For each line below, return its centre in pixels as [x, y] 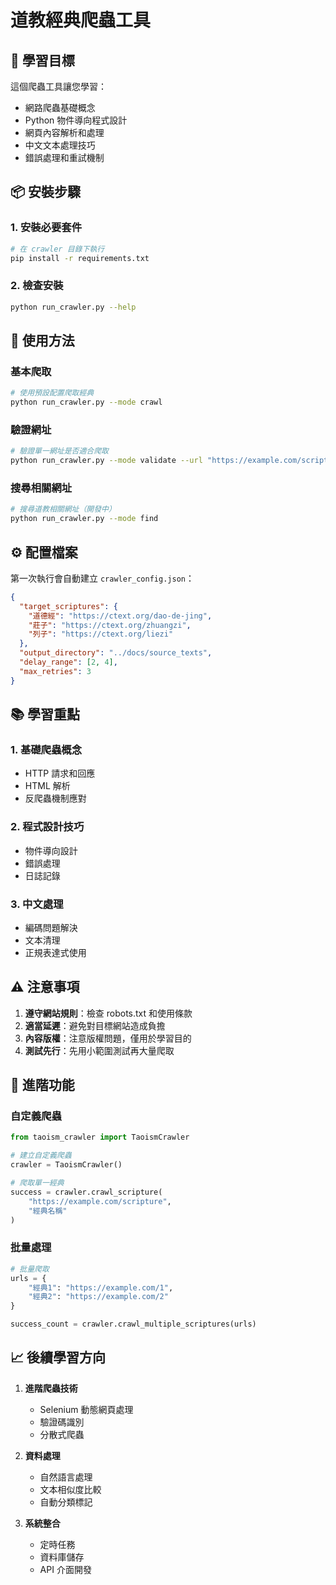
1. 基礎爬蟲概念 [46, 750]
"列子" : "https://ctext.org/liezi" [101, 634]
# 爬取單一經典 [37, 1183]
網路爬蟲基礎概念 [60, 107]
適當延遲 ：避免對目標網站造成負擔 [95, 1025]
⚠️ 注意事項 [45, 987]
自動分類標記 [66, 1502]
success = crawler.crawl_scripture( [86, 1192]
